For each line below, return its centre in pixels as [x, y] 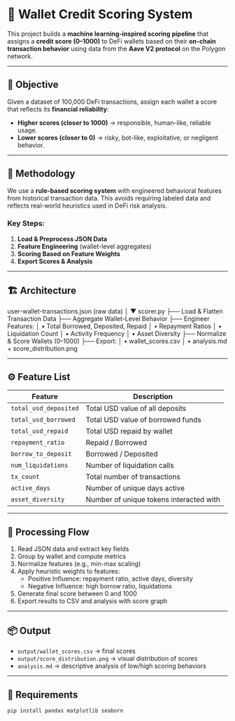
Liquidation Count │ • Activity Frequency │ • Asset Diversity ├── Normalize [117, 333]
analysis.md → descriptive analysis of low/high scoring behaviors [112, 666]
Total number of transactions [133, 477]
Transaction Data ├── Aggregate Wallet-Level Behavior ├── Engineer [108, 318]
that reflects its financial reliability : [58, 109]
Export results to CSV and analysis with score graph [92, 601]
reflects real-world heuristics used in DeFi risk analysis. [87, 205]
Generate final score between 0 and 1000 [77, 594]
